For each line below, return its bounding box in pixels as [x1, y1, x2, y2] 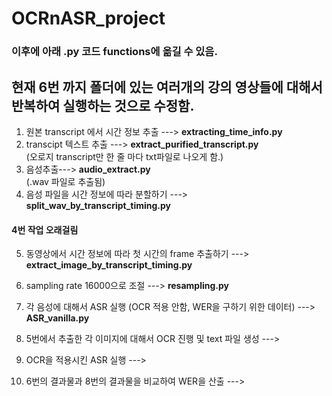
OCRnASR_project [11, 7, 166, 30]
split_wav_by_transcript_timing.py [25, 199, 172, 211]
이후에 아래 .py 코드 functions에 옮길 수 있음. [11, 45, 218, 59]
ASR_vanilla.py [25, 312, 90, 324]
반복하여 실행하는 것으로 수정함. [11, 97, 195, 114]
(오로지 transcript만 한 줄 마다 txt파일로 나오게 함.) [25, 150, 224, 162]
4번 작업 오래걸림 [11, 223, 79, 236]
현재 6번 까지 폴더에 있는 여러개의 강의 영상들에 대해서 [11, 78, 323, 96]
